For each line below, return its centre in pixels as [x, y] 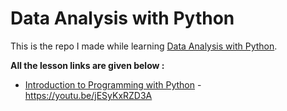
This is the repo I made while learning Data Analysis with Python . [144, 46]
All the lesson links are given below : [87, 65]
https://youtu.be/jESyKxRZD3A [88, 95]
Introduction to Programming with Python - [113, 84]
